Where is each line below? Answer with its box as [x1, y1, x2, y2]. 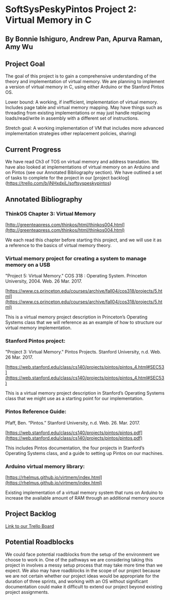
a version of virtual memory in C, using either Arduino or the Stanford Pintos [5, 84, 164, 90]
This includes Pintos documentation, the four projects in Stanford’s [5, 445, 145, 451]
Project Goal [5, 59, 45, 68]
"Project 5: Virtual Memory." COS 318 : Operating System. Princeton [5, 273, 147, 279]
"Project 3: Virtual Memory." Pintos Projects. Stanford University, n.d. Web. [5, 349, 161, 355]
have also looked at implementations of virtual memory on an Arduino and [5, 164, 160, 170]
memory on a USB [5, 261, 51, 268]
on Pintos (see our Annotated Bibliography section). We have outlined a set [5, 169, 162, 175]
